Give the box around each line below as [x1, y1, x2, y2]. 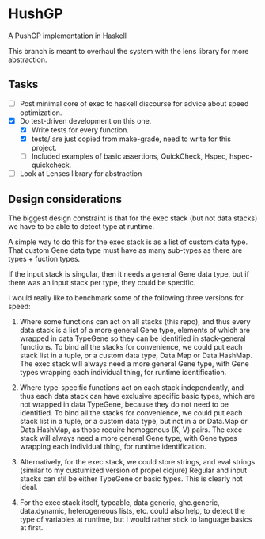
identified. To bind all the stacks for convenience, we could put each [19, 407, 243, 417]
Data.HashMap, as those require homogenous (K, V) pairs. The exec [19, 425, 243, 434]
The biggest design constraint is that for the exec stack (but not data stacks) [8, 213, 258, 223]
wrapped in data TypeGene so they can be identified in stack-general [19, 334, 246, 343]
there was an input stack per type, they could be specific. [8, 277, 196, 287]
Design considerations [8, 192, 123, 206]
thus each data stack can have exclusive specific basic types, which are [19, 391, 256, 400]
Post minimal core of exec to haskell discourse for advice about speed [19, 98, 249, 108]
